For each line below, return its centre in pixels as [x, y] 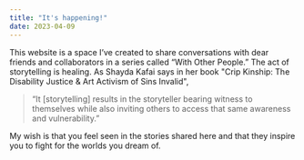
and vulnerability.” [66, 118]
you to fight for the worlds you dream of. [85, 145]
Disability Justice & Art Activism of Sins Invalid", [99, 81]
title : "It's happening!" [58, 18]
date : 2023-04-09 [42, 26]
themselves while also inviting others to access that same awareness [161, 108]
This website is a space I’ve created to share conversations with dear [139, 52]
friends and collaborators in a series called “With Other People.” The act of [149, 62]
